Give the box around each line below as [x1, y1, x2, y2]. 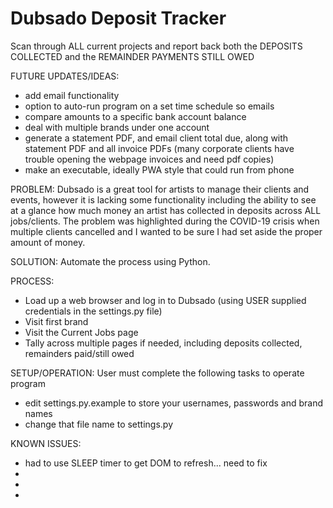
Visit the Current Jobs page [24, 326, 139, 338]
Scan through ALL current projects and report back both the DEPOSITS [10, 40, 303, 52]
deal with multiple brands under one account [24, 121, 210, 133]
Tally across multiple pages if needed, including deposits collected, [24, 337, 303, 349]
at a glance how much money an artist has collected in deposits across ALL [10, 204, 322, 216]
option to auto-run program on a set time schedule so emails [24, 100, 275, 112]
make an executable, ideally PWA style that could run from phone [24, 163, 295, 176]
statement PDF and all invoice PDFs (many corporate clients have [24, 142, 295, 154]
